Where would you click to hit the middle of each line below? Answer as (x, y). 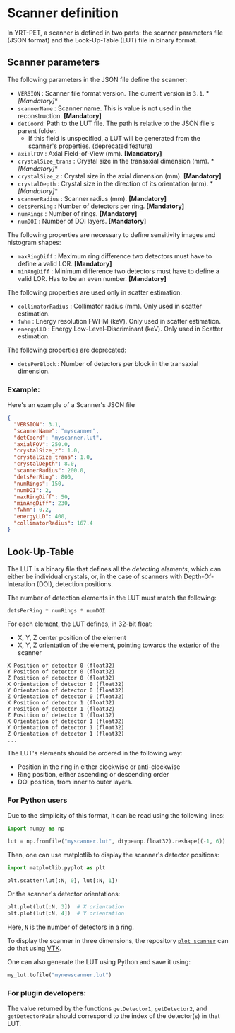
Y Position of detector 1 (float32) (61, 709)
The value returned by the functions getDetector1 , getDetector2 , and (107, 1009)
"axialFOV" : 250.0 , (42, 444)
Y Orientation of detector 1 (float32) (66, 727)
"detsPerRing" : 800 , (44, 477)
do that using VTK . (35, 948)
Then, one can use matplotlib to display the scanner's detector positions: (113, 855)
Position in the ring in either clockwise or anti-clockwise (99, 767)
